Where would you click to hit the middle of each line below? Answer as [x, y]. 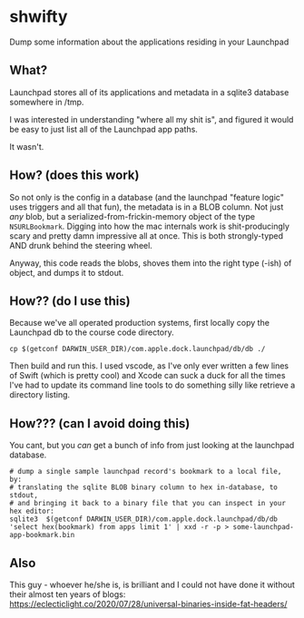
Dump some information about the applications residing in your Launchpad [149, 42]
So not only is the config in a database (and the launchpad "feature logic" [147, 197]
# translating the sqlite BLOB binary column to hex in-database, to [144, 487]
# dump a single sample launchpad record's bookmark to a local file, [146, 472]
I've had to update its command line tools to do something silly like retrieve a [152, 385]
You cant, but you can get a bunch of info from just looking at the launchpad [152, 446]
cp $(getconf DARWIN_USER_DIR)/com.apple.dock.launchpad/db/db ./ [137, 349]
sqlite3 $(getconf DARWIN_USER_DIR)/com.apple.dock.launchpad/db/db [144, 519]
